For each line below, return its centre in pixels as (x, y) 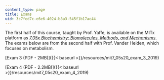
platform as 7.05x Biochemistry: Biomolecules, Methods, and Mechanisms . (81, 38)
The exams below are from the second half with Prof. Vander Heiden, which (82, 43)
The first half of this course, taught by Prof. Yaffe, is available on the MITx (80, 33)
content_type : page (25, 10)
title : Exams (19, 14)
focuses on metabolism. (30, 48)
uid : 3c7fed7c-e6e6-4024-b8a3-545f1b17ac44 (51, 19)
